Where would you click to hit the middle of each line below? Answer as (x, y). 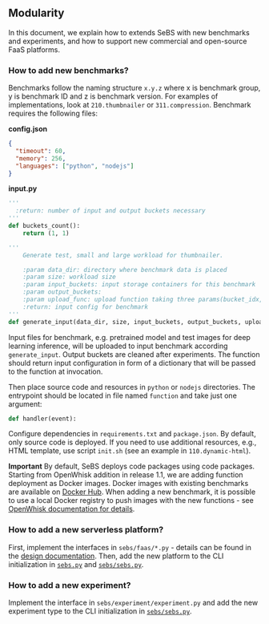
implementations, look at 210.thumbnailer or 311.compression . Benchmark (130, 105)
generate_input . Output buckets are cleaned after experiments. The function (134, 354)
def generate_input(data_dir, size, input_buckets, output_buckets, (125, 322)
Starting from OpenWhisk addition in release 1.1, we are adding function (126, 475)
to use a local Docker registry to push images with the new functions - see (131, 500)
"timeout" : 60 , (41, 151)
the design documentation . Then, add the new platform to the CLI (116, 556)
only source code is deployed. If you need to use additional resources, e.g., (132, 442)
